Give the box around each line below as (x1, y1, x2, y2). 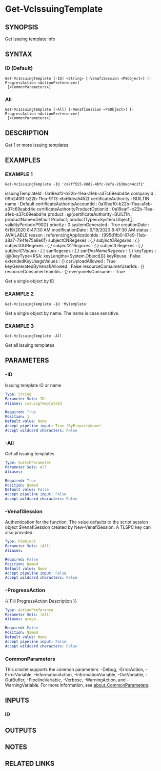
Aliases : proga (5, 617, 36, 621)
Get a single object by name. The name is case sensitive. (5, 310, 120, 316)
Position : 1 (5, 414, 29, 419)
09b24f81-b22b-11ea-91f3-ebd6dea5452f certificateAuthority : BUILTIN (5, 196, 150, 202)
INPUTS (5, 696, 29, 705)
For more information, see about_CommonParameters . (40, 682, 150, 688)
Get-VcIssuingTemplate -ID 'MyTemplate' (5, 302, 89, 307)
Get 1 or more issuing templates (5, 142, 69, 148)
